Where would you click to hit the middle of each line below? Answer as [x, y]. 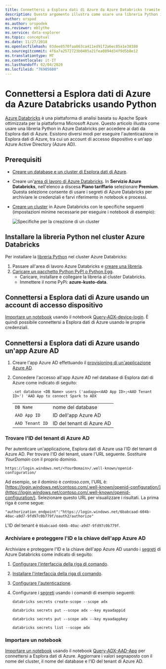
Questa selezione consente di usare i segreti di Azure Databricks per [82, 192]
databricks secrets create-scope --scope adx [60, 602]
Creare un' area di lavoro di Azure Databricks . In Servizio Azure [77, 181]
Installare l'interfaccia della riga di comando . [57, 573]
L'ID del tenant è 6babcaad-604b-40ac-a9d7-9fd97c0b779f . [63, 525]
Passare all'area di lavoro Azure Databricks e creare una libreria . [78, 266]
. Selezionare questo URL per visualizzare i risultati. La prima [97, 498]
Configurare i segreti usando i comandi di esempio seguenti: [74, 592]
